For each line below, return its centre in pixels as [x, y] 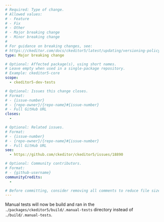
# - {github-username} [28, 173]
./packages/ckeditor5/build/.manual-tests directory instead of [69, 210]
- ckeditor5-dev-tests [32, 82]
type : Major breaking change [35, 55]
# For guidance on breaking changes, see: [49, 46]
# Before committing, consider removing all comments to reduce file [77, 191]
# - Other [15, 28]
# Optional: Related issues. [35, 127]
